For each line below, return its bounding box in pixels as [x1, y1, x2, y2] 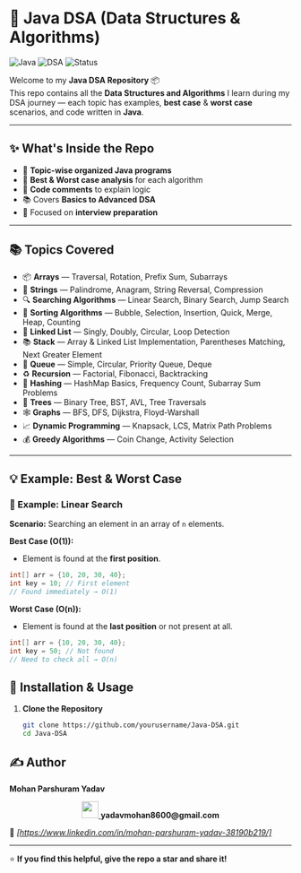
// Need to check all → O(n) [9, 654, 118, 664]
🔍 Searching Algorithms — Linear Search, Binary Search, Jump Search [21, 294, 289, 305]
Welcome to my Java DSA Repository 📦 [9, 74, 160, 85]
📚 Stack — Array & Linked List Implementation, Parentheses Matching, [21, 336, 286, 347]
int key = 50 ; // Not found [9, 646, 115, 655]
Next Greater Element [21, 349, 103, 359]
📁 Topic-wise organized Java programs [21, 165, 172, 176]
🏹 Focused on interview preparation [21, 206, 159, 218]
